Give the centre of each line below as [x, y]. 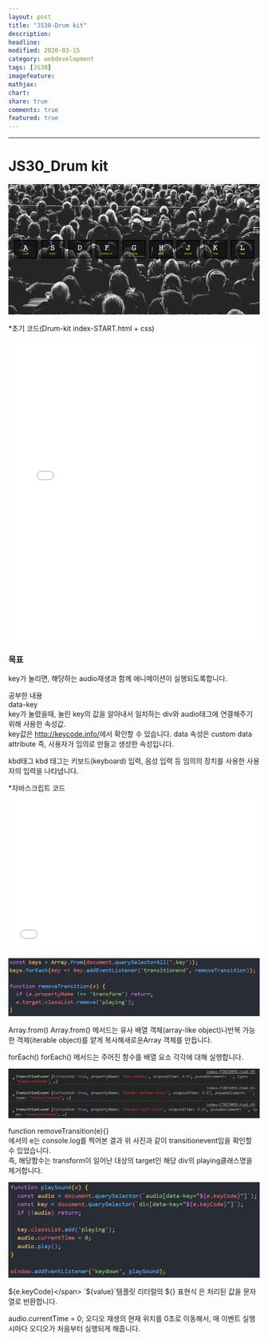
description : [30, 34]
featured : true [33, 118]
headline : [25, 42]
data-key [23, 704]
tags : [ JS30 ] [30, 68]
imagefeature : [32, 76]
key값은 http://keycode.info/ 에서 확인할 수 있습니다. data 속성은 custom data [130, 734]
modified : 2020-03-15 [44, 51]
